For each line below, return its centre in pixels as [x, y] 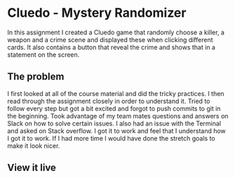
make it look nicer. [34, 146]
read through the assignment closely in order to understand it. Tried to [109, 101]
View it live [32, 168]
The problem [36, 77]
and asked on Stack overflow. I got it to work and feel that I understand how [116, 130]
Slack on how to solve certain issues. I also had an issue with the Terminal [114, 123]
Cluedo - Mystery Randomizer [97, 13]
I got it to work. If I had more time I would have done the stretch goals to [111, 138]
